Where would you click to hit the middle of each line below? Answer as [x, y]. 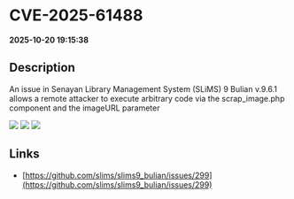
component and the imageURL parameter [85, 108]
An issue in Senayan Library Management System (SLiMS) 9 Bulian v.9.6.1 [143, 88]
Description [42, 68]
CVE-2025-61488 [76, 15]
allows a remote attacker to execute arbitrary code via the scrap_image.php [147, 98]
